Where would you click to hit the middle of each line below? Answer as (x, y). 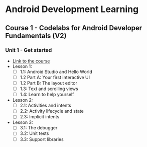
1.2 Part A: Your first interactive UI (55, 77)
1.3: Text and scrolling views (49, 89)
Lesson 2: (23, 100)
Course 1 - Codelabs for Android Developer (74, 28)
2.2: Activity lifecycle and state (52, 111)
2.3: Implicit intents (40, 117)
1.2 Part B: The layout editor (49, 83)
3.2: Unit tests (34, 133)
